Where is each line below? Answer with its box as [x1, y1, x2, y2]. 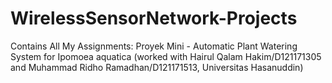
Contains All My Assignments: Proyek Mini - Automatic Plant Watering [10, 40, 298, 52]
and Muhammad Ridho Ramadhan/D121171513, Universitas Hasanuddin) [10, 61, 304, 73]
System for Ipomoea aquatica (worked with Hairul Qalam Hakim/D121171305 [10, 50, 322, 62]
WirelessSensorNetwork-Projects [10, 7, 298, 30]
